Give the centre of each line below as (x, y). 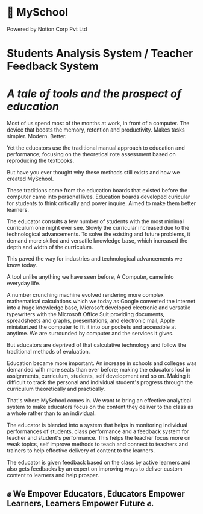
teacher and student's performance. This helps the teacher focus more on (99, 438)
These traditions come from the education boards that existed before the (97, 191)
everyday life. (24, 284)
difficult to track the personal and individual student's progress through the (100, 382)
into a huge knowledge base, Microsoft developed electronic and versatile (99, 308)
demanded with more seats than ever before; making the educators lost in (98, 370)
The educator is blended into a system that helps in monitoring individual (97, 425)
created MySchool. (30, 179)
